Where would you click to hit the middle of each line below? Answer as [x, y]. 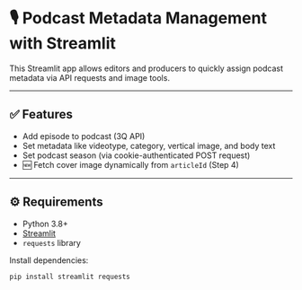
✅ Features [41, 114]
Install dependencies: [49, 260]
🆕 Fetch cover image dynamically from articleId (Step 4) [131, 164]
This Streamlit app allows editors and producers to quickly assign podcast [146, 68]
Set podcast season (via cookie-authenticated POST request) [136, 155]
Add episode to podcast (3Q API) [84, 136]
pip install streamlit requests [70, 277]
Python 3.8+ [45, 224]
